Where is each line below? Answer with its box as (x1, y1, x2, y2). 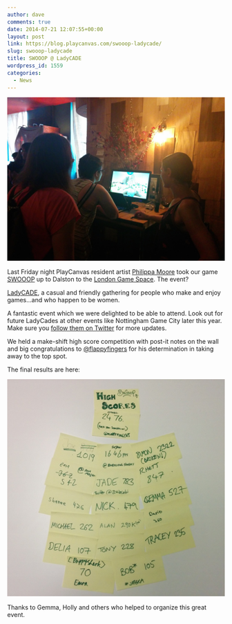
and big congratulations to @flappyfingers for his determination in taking (7, 345, 214, 353)
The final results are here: (7, 365, 81, 374)
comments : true (7, 18, 51, 26)
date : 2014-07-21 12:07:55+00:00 (7, 26, 104, 33)
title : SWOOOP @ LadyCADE (7, 55, 81, 62)
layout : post (7, 33, 45, 40)
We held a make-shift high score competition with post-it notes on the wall (7, 337, 219, 345)
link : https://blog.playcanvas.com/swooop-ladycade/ (7, 40, 162, 48)
